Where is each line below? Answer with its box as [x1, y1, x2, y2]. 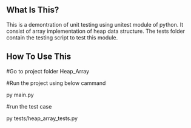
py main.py [6, 91, 35, 98]
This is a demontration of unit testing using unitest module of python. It [6, 21, 184, 28]
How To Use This [6, 52, 72, 62]
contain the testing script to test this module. [6, 33, 118, 41]
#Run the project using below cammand [6, 79, 106, 87]
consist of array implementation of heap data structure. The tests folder [6, 27, 186, 35]
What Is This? [6, 5, 59, 15]
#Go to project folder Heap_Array [6, 67, 90, 75]
